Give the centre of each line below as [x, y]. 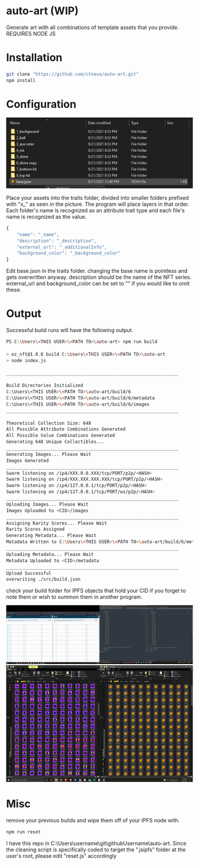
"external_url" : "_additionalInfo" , [62, 247]
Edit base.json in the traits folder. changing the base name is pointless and [97, 271]
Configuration [41, 104]
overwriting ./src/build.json [44, 579]
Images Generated [28, 461]
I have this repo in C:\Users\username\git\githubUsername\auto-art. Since [96, 844]
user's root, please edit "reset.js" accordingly [61, 856]
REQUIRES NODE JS [31, 33]
